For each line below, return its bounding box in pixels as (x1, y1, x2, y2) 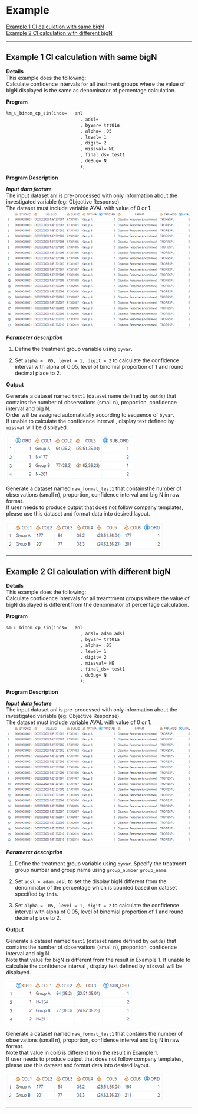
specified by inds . (14, 890, 59, 897)
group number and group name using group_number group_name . (14, 866, 168, 873)
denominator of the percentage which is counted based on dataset (14, 884, 177, 891)
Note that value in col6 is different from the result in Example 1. (6, 1049, 159, 1056)
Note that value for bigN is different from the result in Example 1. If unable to (6, 956, 191, 963)
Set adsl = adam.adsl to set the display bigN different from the (14, 877, 167, 885)
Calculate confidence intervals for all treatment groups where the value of (6, 81, 186, 88)
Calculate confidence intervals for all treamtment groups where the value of (6, 595, 190, 602)
